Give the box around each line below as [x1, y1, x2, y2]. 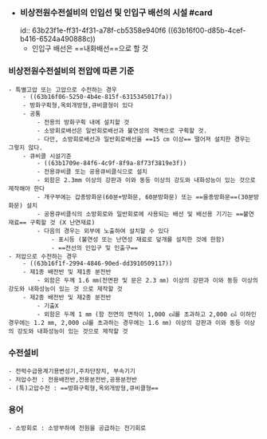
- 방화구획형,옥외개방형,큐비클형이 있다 [22, 101, 134, 109]
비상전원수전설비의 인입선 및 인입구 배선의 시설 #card [19, 6, 213, 18]
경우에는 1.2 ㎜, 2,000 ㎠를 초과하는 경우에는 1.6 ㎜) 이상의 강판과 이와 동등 [8, 318, 241, 326]
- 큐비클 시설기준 [22, 152, 72, 160]
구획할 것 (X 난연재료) [29, 218, 96, 227]
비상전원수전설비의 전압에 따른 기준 [8, 65, 135, 77]
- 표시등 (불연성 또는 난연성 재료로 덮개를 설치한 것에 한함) [50, 235, 226, 243]
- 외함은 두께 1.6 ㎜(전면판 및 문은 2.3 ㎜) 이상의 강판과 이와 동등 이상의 [37, 276, 259, 284]
